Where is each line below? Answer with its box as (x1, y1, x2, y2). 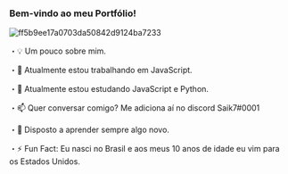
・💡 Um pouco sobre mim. (9, 46, 107, 56)
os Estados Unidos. (9, 156, 80, 167)
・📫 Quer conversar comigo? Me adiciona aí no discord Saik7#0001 (9, 103, 260, 113)
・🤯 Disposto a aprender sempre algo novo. (9, 124, 169, 136)
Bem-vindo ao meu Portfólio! (9, 7, 136, 20)
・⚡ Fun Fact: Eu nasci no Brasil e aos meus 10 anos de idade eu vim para (9, 144, 280, 154)
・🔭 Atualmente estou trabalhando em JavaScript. (9, 65, 193, 76)
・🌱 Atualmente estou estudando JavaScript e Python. (9, 84, 210, 95)
